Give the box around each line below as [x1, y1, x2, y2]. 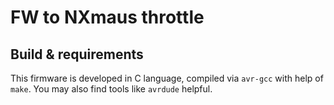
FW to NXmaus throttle [10, 6, 205, 29]
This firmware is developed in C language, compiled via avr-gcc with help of [10, 72, 324, 84]
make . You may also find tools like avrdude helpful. [10, 83, 213, 95]
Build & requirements [10, 46, 144, 63]
